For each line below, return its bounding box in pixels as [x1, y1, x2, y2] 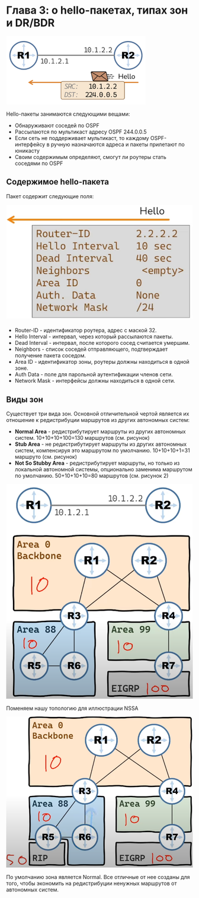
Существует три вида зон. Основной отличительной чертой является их [6, 410, 190, 417]
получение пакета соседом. [14, 352, 86, 359]
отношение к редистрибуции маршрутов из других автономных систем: [6, 416, 190, 423]
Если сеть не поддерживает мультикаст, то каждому [14, 134, 149, 141]
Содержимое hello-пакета [6, 177, 110, 187]
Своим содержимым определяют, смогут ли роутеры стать [14, 153, 167, 160]
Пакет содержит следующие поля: [6, 192, 94, 199]
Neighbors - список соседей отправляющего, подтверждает [14, 345, 168, 353]
